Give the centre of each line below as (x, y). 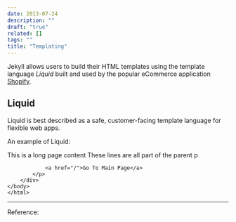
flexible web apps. (34, 128)
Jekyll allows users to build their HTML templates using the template (106, 66)
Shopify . (19, 81)
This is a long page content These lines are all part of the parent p (103, 155)
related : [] (25, 33)
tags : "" (20, 40)
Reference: (23, 212)
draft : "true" (28, 27)
